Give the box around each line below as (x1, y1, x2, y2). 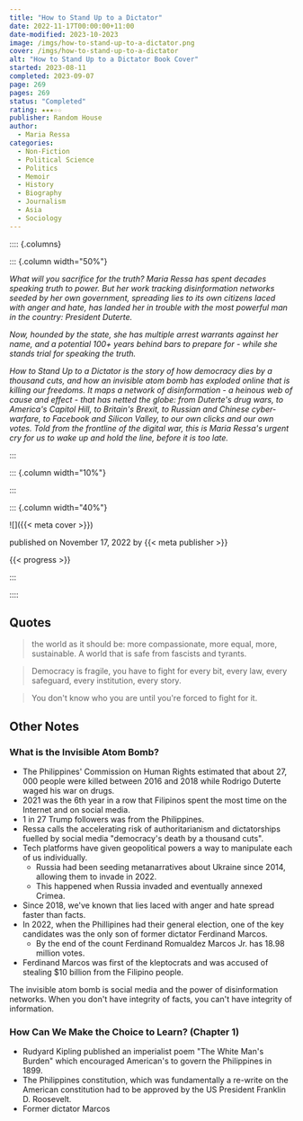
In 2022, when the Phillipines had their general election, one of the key (22, 919, 285, 930)
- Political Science (17, 155, 94, 165)
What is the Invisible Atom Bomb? (9, 745, 160, 758)
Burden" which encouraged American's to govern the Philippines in (22, 1055, 272, 1066)
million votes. (35, 948, 85, 958)
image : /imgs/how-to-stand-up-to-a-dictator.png (9, 38, 195, 48)
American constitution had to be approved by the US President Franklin (22, 1084, 286, 1095)
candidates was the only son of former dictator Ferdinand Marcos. (22, 929, 268, 939)
